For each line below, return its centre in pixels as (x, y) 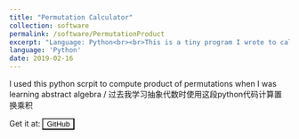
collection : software (49, 26)
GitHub (58, 124)
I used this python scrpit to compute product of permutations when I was (143, 84)
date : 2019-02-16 (41, 58)
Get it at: (25, 124)
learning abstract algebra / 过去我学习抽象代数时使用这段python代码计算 (142, 94)
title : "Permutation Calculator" (71, 17)
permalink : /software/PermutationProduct (87, 34)
